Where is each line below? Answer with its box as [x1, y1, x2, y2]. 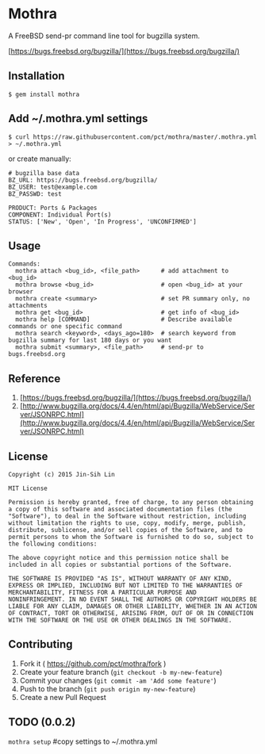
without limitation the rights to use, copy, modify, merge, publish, [8, 519, 247, 527]
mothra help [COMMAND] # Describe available [15, 316, 232, 323]
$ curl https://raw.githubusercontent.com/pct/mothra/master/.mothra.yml [8, 132, 258, 141]
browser [8, 288, 34, 296]
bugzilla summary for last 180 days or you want [8, 336, 172, 345]
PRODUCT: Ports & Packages [8, 204, 98, 212]
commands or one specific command [8, 323, 123, 331]
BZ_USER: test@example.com [8, 183, 98, 191]
